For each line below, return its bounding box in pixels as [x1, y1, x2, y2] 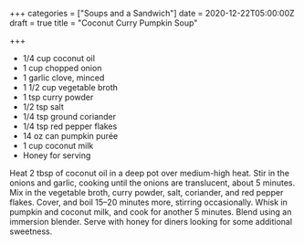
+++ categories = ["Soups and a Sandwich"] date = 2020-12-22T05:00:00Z [9, 8, 295, 18]
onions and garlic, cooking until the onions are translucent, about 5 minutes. [9, 177, 296, 188]
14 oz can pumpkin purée [22, 131, 119, 141]
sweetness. [9, 226, 53, 237]
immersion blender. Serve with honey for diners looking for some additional [9, 217, 293, 227]
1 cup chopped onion [22, 63, 102, 73]
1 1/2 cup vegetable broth [22, 82, 119, 92]
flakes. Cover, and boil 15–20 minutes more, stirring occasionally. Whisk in [9, 196, 288, 207]
